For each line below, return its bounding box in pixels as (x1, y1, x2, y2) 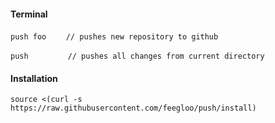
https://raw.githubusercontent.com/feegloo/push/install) (10, 103, 257, 114)
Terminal (10, 8, 48, 20)
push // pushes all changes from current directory (10, 51, 265, 62)
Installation (10, 72, 58, 84)
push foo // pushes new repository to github (10, 32, 219, 42)
